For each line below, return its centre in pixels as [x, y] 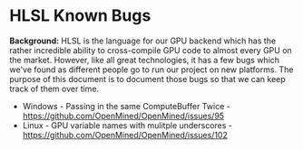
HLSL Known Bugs [80, 16]
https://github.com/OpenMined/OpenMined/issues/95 [123, 116]
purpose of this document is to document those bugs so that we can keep [147, 79]
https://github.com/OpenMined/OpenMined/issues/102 [125, 135]
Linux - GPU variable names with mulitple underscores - [127, 125]
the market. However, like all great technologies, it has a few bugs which [144, 60]
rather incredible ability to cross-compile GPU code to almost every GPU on [151, 50]
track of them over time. [54, 88]
